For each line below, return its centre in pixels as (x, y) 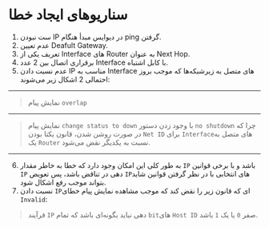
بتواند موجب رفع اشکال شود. (63, 182)
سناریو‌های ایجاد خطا (68, 15)
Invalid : (34, 199)
